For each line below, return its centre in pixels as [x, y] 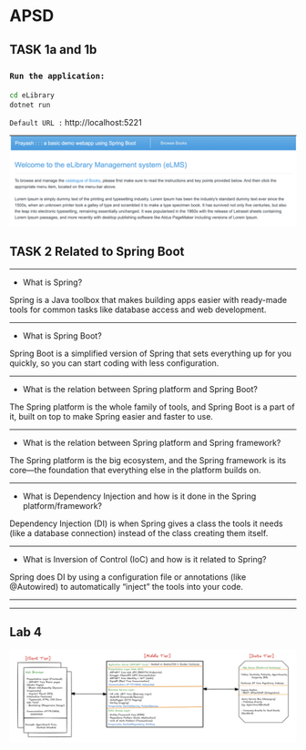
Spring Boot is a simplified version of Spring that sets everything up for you [151, 353]
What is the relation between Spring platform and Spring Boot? [140, 389]
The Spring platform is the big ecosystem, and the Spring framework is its [148, 460]
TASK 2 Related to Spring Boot [97, 252]
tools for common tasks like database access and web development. [138, 309]
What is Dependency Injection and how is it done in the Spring [139, 496]
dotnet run [30, 105]
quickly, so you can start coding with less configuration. [114, 363]
